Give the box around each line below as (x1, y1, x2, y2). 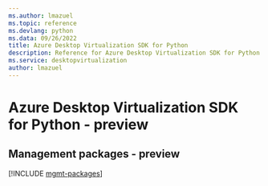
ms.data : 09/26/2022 (8, 34, 78, 42)
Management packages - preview (8, 148, 181, 161)
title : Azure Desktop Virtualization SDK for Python (8, 42, 189, 50)
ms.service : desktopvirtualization (8, 57, 128, 65)
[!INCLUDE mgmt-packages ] (8, 168, 103, 178)
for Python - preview (8, 115, 148, 133)
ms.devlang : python (8, 26, 74, 34)
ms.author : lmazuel (8, 11, 74, 20)
